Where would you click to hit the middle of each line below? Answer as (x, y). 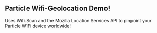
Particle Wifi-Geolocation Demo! (58, 8)
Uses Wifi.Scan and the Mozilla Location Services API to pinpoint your (78, 20)
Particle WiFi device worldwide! (38, 26)
